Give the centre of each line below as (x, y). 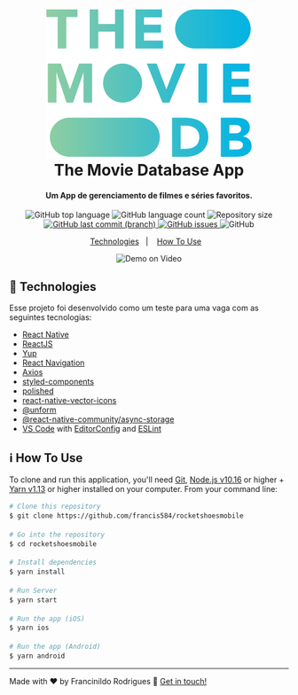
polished (38, 391)
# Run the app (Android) (55, 647)
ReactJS (37, 344)
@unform (39, 410)
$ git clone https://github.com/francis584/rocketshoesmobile (126, 515)
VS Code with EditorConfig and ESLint (92, 429)
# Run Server (33, 590)
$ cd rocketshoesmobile (53, 544)
